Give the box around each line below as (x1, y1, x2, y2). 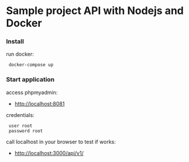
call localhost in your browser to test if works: (6, 138, 116, 145)
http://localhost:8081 (14, 100, 65, 107)
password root (8, 127, 43, 134)
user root (8, 123, 33, 129)
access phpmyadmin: (6, 89, 58, 96)
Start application (6, 75, 55, 84)
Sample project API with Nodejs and (6, 4, 184, 18)
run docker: (6, 51, 34, 58)
